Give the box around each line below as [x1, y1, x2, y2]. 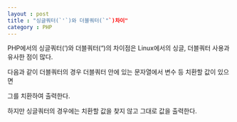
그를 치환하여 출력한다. [7, 91, 70, 100]
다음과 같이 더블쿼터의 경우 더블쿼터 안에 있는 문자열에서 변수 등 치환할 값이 [7, 68, 216, 77]
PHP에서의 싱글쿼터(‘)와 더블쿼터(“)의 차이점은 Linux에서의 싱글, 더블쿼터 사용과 [7, 44, 230, 52]
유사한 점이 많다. [7, 52, 53, 61]
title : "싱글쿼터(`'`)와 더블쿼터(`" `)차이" [7, 17, 128, 24]
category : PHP [7, 23, 53, 30]
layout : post [7, 10, 50, 18]
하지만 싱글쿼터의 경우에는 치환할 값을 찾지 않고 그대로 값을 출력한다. [7, 107, 197, 116]
